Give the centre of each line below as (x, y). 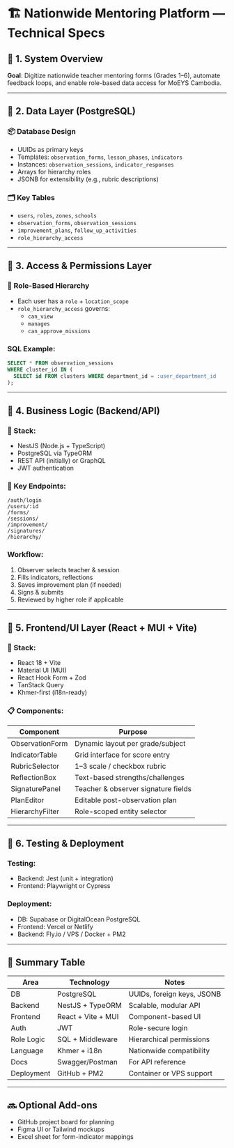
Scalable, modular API (164, 1005)
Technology (89, 982)
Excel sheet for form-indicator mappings (75, 1137)
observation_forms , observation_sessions (77, 222)
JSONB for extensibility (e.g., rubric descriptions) (88, 179)
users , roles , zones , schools (57, 215)
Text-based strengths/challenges (129, 777)
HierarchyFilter (35, 811)
